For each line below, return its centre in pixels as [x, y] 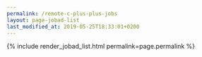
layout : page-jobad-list [43, 20]
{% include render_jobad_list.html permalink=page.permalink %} [101, 47]
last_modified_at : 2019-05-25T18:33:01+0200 [73, 26]
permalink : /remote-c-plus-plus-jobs [62, 14]
